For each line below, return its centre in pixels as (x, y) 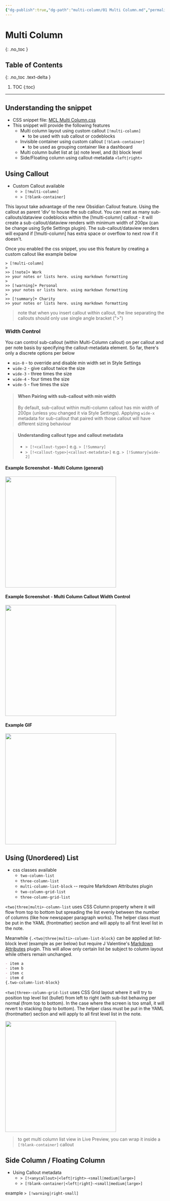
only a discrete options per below (40, 353)
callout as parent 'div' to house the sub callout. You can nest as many (78, 212)
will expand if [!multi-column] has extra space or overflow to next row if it (82, 233)
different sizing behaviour (44, 424)
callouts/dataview (24, 217)
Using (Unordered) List (42, 858)
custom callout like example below (41, 254)
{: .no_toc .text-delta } (28, 77)
